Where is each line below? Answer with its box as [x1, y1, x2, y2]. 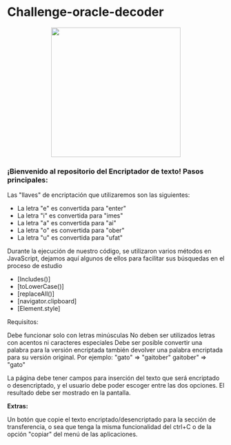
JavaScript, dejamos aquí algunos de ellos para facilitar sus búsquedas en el [7, 254, 225, 263]
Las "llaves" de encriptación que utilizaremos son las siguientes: [7, 191, 190, 199]
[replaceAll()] [17, 290, 55, 298]
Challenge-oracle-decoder [7, 4, 164, 20]
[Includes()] [17, 275, 51, 283]
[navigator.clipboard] [17, 297, 77, 305]
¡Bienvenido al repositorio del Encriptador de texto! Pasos [7, 167, 204, 176]
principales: [7, 175, 48, 184]
